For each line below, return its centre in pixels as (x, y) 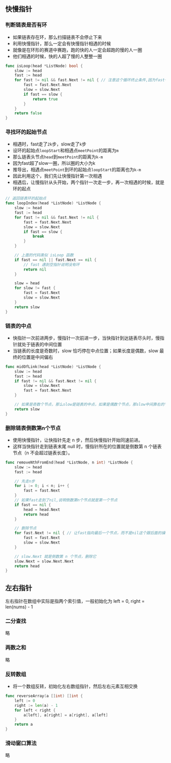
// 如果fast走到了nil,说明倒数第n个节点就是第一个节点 (66, 500)
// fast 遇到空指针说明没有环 (52, 264)
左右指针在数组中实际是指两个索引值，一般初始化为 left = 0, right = (75, 601)
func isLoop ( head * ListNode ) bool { (44, 66)
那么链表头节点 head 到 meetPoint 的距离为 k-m (58, 157)
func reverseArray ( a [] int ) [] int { (44, 696)
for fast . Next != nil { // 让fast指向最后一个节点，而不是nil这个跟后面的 (88, 533)
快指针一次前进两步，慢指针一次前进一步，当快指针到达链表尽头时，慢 (86, 338)
